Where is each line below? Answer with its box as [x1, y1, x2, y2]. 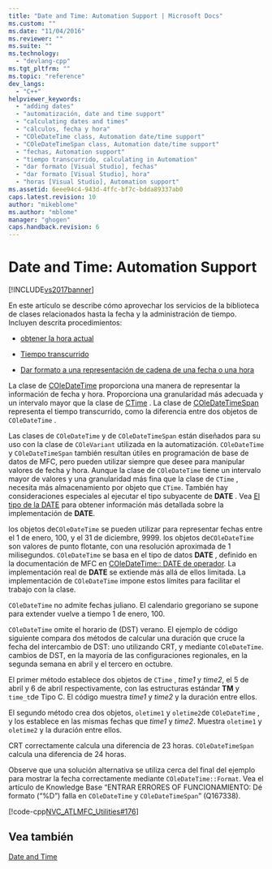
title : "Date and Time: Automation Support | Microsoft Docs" [8, 11, 223, 20]
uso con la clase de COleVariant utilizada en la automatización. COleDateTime [8, 440, 265, 450]
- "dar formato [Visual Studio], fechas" [15, 163, 158, 171]
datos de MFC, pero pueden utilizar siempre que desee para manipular [8, 457, 245, 467]
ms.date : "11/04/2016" [8, 27, 85, 35]
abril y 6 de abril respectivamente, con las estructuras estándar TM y [8, 683, 240, 694]
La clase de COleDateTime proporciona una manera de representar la [8, 381, 241, 390]
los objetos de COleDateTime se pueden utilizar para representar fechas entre [8, 524, 263, 534]
